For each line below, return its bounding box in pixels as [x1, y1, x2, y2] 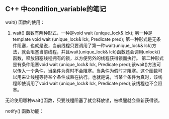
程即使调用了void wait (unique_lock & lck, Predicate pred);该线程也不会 [12, 80, 158, 86]
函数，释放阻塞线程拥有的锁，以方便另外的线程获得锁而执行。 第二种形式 [12, 55, 164, 61]
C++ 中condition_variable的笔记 [5, 5, 107, 14]
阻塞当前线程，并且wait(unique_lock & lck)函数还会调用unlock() [30, 48, 160, 54]
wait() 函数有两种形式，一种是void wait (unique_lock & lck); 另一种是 [12, 30, 153, 36]
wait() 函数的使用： [5, 19, 45, 25]
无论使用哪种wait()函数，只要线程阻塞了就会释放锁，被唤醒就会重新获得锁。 [5, 97, 162, 103]
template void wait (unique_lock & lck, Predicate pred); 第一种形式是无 [12, 36, 157, 42]
